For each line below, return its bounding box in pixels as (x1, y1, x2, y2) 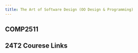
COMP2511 (5, 25, 39, 34)
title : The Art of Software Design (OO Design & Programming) (5, 7, 134, 12)
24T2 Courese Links (5, 42, 68, 50)
